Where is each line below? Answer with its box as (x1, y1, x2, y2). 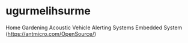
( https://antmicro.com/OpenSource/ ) (5, 30, 97, 37)
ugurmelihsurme (5, 4, 91, 18)
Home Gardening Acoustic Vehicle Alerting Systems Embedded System (5, 24, 183, 31)
